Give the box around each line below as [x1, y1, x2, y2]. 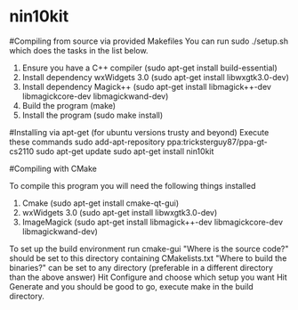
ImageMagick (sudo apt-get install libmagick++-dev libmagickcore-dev [21, 216, 283, 227]
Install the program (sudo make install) [21, 110, 164, 120]
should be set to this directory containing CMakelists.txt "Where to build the [9, 252, 287, 264]
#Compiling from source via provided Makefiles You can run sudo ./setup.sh [9, 36, 289, 46]
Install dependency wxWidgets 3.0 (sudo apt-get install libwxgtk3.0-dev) [21, 71, 289, 82]
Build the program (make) [21, 100, 117, 110]
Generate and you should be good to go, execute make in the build [9, 281, 254, 291]
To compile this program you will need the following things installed [9, 180, 256, 191]
